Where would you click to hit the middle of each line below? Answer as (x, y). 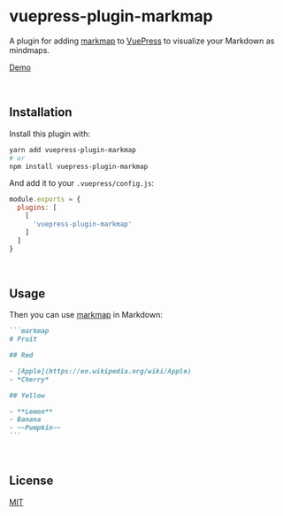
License (31, 481)
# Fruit (23, 339)
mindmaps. (30, 50)
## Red (21, 356)
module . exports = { (45, 200)
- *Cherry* (29, 379)
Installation (41, 112)
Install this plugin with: (50, 134)
